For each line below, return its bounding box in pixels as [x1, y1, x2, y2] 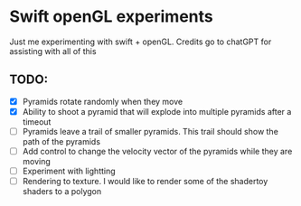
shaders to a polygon [22, 186, 102, 197]
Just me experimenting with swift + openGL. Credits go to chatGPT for [9, 36, 272, 47]
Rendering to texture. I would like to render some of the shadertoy [22, 176, 268, 187]
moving [22, 156, 52, 166]
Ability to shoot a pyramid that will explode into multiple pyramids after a [22, 106, 292, 117]
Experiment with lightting [22, 165, 116, 176]
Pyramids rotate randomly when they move [22, 96, 183, 107]
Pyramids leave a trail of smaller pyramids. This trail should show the [22, 126, 278, 136]
